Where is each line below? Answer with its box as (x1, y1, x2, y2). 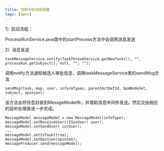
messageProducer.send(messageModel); (5, 141, 82, 146)
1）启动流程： (5, 25, 33, 32)
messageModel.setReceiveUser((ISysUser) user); (5, 120, 104, 125)
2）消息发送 (5, 47, 29, 52)
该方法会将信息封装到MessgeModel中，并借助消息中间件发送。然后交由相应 (5, 99, 158, 105)
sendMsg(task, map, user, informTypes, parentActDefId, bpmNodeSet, (5, 86, 148, 91)
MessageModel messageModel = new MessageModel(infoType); (5, 115, 126, 120)
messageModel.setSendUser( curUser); (5, 124, 82, 129)
